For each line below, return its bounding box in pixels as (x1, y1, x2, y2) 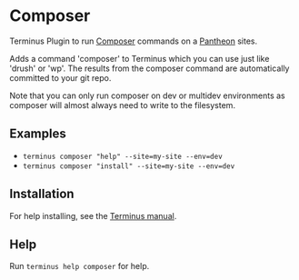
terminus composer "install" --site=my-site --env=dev (22, 161, 235, 171)
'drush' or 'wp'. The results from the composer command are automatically (9, 63, 290, 74)
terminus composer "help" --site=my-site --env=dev (22, 152, 223, 161)
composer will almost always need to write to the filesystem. (9, 99, 236, 110)
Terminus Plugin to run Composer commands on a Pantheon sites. (9, 35, 257, 46)
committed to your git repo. (9, 72, 112, 83)
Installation (9, 186, 75, 202)
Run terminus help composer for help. (9, 261, 150, 272)
